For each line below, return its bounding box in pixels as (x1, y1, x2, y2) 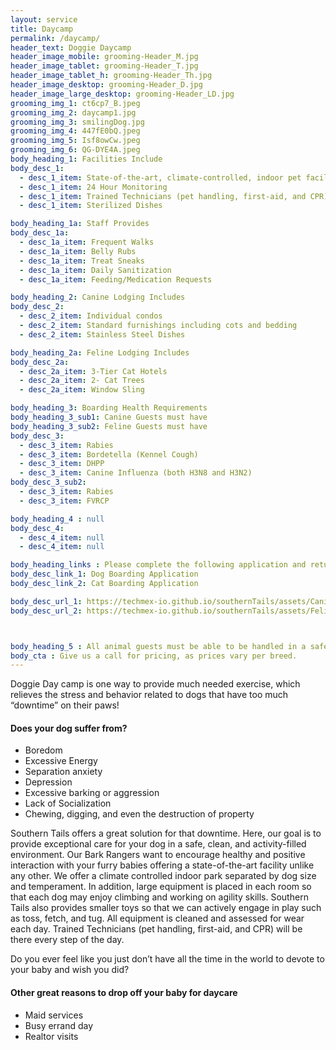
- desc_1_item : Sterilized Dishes (19, 201, 163, 211)
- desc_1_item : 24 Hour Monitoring (19, 182, 168, 192)
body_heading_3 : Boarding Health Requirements (10, 403, 208, 413)
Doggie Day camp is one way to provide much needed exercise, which (10, 678, 301, 690)
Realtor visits (24, 1030, 79, 1042)
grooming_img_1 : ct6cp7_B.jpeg (10, 98, 141, 108)
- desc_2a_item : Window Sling (19, 385, 145, 395)
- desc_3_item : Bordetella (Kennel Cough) (19, 449, 199, 460)
